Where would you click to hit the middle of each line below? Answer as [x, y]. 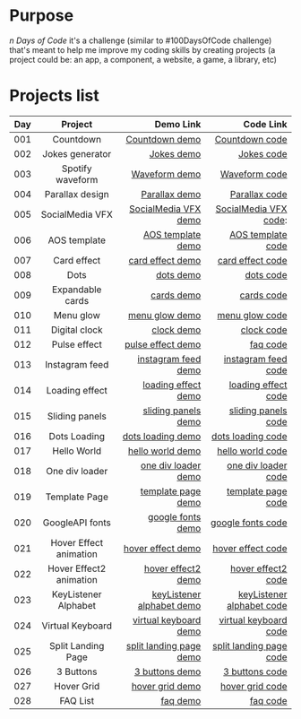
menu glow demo [165, 315]
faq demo [181, 700]
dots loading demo [162, 436]
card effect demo [165, 260]
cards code [263, 295]
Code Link [265, 124]
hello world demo [165, 451]
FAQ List [77, 700]
